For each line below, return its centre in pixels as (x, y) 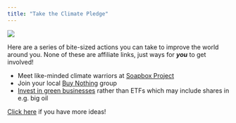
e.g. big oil (33, 98)
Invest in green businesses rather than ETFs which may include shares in (123, 90)
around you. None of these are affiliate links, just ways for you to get (107, 54)
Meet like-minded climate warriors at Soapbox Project (96, 75)
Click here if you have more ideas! (57, 111)
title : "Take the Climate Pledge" (58, 14)
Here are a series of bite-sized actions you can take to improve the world (113, 47)
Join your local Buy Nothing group (67, 83)
